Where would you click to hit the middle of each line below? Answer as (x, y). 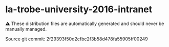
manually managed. (26, 29)
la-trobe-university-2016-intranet (79, 9)
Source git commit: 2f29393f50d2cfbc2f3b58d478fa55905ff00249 (77, 39)
